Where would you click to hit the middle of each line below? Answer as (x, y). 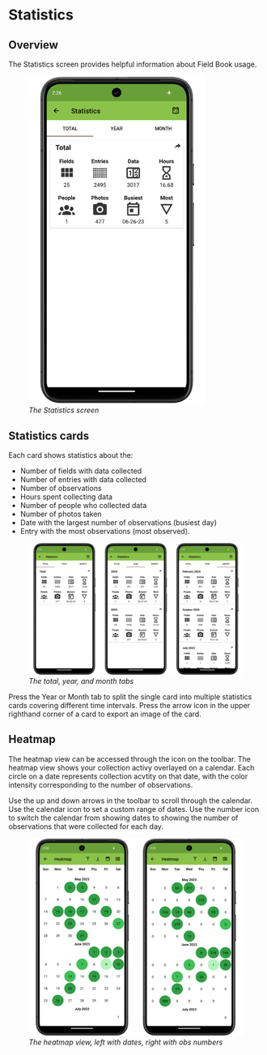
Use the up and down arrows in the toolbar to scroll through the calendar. (131, 801)
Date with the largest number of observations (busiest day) (118, 523)
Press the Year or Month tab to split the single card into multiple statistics (130, 696)
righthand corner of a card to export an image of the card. (105, 714)
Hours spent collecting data (66, 497)
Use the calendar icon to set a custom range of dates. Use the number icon (134, 809)
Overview (34, 45)
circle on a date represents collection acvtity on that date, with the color (128, 776)
